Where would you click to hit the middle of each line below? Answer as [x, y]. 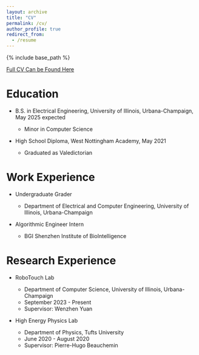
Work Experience [51, 177]
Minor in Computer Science [58, 129]
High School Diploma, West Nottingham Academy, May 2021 [90, 141]
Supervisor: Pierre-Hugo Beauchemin [71, 345]
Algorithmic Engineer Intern [49, 224]
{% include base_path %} [38, 58]
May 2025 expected [40, 117]
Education [32, 94]
